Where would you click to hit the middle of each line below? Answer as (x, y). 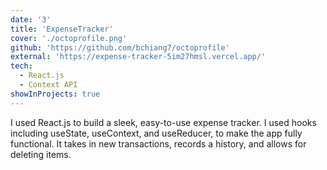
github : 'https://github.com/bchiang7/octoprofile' (120, 47)
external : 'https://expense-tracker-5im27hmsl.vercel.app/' (138, 57)
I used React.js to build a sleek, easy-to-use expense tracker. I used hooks (163, 122)
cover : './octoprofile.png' (69, 38)
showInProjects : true (55, 94)
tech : (21, 66)
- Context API (48, 85)
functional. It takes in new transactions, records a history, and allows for (158, 143)
